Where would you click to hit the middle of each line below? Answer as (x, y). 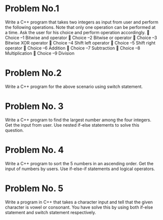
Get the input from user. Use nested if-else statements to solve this (72, 125)
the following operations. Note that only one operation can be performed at (80, 27)
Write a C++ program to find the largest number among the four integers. (78, 120)
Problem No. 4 (35, 150)
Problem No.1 (32, 9)
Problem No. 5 (34, 188)
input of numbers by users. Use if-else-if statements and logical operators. (80, 169)
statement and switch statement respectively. (51, 212)
